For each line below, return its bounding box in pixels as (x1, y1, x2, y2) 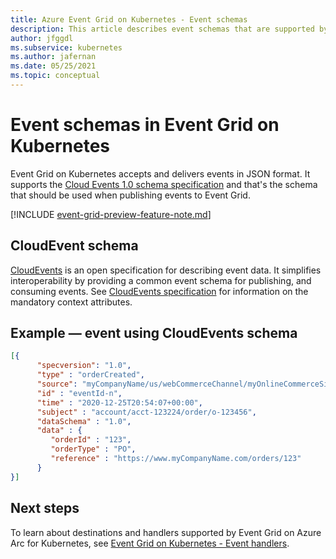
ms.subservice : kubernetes (10, 42, 123, 53)
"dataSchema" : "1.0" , (36, 416, 132, 426)
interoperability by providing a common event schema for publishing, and (10, 274, 312, 286)
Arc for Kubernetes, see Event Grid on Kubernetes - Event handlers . (10, 537, 290, 549)
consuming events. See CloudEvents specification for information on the (10, 285, 309, 297)
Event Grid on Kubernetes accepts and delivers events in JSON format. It (10, 167, 311, 180)
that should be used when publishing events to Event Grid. (10, 189, 251, 201)
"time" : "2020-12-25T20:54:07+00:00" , (36, 397, 203, 408)
